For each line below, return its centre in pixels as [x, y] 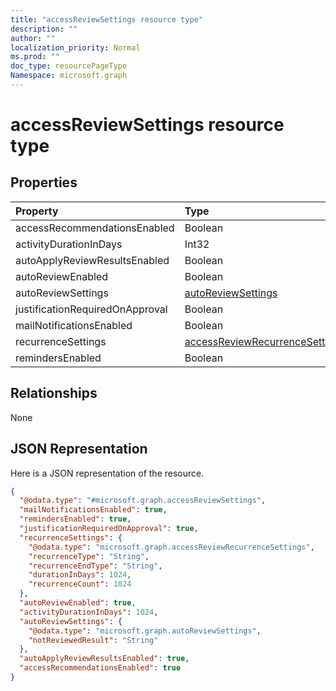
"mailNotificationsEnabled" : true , [93, 510]
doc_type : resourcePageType [69, 66]
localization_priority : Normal [75, 47]
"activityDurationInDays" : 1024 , [89, 612]
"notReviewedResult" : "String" [93, 640]
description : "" [44, 29]
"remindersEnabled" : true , [75, 519]
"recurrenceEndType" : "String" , [95, 566]
